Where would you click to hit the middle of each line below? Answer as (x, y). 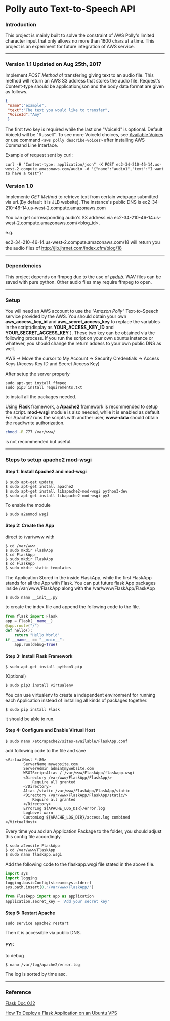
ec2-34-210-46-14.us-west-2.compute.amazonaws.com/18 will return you (83, 242)
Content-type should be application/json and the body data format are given (85, 86)
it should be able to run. (30, 719)
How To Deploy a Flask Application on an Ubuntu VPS (61, 1013)
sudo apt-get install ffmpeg (36, 383)
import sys (17, 873)
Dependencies (24, 266)
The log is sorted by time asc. (36, 974)
